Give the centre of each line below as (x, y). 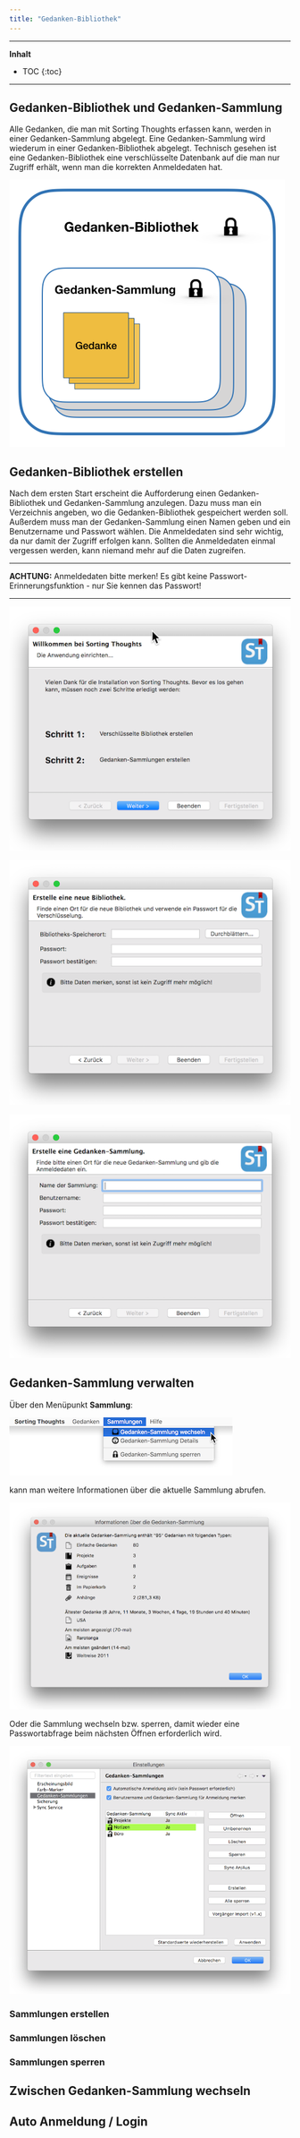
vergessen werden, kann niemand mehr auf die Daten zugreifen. (128, 551)
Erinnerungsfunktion (47, 586)
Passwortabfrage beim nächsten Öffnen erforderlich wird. (116, 1733)
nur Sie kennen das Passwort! (147, 586)
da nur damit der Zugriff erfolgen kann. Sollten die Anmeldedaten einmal (142, 541)
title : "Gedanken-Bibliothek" (66, 19)
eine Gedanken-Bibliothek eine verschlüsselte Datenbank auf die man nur (145, 158)
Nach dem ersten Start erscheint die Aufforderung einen (113, 493)
